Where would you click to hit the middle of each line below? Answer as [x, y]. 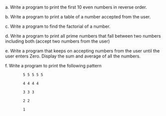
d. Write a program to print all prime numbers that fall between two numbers [83, 36]
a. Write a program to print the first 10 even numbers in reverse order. [76, 7]
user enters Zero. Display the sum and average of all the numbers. [73, 56]
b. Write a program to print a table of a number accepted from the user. [78, 17]
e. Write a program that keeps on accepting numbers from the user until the [83, 51]
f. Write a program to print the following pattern [53, 66]
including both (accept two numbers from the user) [58, 41]
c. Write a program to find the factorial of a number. [58, 26]
